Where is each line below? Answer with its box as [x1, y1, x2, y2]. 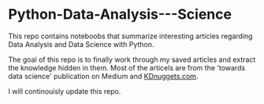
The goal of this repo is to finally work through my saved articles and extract [8, 55, 256, 64]
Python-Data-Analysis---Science [8, 5, 232, 23]
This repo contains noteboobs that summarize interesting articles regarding [8, 31, 253, 41]
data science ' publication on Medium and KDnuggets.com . [8, 71, 199, 81]
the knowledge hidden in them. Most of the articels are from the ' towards [8, 63, 246, 72]
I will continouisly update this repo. [8, 86, 121, 95]
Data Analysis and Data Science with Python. [8, 39, 154, 48]
